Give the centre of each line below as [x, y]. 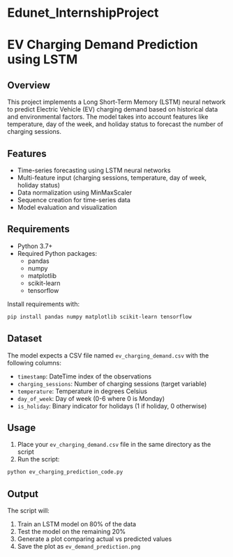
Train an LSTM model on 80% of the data [77, 524]
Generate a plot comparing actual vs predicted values [95, 539]
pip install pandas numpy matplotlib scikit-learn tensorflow [99, 316]
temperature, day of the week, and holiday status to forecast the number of [115, 124]
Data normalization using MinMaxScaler [75, 192]
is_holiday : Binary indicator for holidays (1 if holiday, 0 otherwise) [112, 406]
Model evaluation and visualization [67, 207]
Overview [29, 85]
